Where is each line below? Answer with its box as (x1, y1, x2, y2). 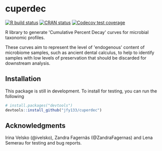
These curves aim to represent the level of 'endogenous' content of (5, 44, 145, 50)
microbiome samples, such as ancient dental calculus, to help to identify (5, 49, 154, 55)
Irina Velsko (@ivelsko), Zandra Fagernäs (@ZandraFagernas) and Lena (5, 134, 153, 140)
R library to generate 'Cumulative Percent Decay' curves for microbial (5, 29, 149, 35)
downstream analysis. (5, 60, 51, 66)
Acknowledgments (5, 121, 66, 130)
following (5, 93, 24, 99)
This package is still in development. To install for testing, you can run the (5, 88, 157, 94)
